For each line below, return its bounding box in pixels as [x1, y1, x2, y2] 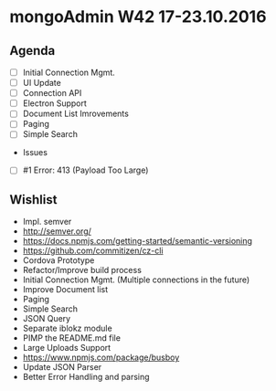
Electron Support [22, 98, 87, 109]
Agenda [9, 43, 56, 58]
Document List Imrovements [22, 108, 130, 120]
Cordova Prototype [22, 255, 95, 266]
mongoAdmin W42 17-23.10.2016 [9, 6, 267, 27]
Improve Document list [22, 284, 108, 295]
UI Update [22, 78, 61, 89]
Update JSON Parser [22, 362, 102, 373]
